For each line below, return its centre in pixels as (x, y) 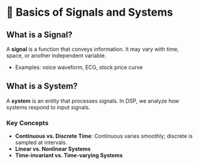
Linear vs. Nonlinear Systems (53, 149)
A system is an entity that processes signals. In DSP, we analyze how (93, 101)
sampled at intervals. (41, 143)
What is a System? (42, 86)
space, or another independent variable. (56, 56)
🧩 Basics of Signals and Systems (90, 12)
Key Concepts (28, 123)
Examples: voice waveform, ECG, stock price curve (79, 67)
